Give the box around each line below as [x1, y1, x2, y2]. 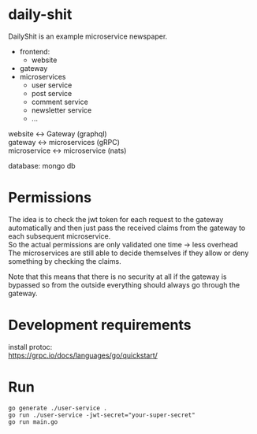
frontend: [19, 46, 50, 56]
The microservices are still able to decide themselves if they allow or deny [8, 248, 249, 258]
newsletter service [31, 105, 92, 115]
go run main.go [8, 417, 58, 426]
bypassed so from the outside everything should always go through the [8, 280, 240, 289]
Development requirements [8, 317, 192, 334]
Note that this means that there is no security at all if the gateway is [8, 272, 227, 281]
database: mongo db [8, 161, 76, 170]
